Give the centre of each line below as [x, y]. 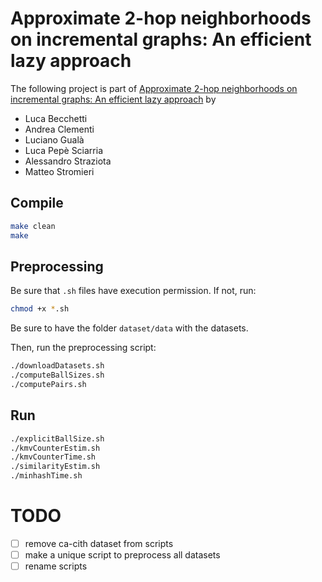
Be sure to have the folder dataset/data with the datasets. [129, 328]
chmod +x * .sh [40, 309]
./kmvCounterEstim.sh [55, 448]
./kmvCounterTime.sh [53, 457]
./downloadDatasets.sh [57, 366]
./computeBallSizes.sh [57, 375]
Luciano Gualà [54, 139]
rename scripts [56, 566]
